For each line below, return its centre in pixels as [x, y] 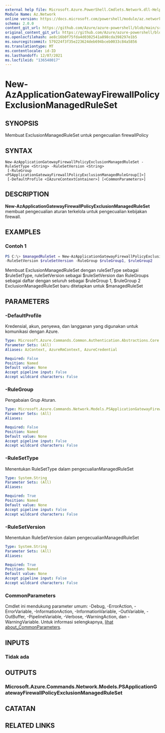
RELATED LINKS [30, 725]
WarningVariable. [23, 622]
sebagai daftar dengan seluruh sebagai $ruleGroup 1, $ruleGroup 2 [73, 281]
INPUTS [17, 643]
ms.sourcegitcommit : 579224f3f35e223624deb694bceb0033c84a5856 [71, 42]
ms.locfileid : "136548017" [33, 60]
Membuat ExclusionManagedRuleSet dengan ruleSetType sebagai [72, 270]
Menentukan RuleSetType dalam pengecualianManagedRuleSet [69, 469]
